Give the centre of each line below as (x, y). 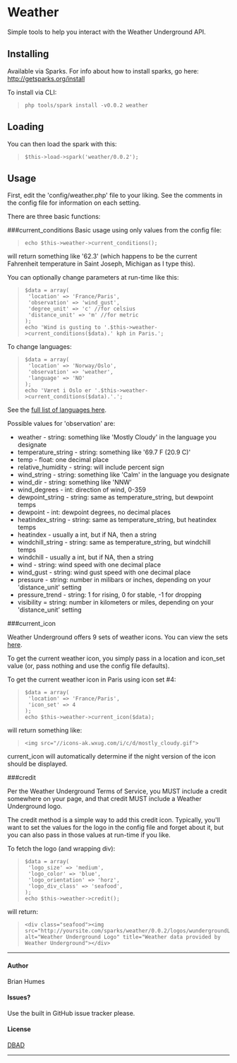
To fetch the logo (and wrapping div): (61, 849)
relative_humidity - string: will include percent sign (91, 468)
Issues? (19, 997)
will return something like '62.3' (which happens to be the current (102, 256)
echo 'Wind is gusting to (62, 328)
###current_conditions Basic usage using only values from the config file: (115, 230)
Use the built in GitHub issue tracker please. (71, 1013)
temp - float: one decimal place (63, 460)
